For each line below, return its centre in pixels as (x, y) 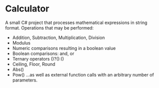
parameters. (25, 80)
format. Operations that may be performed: (49, 27)
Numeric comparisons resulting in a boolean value (64, 48)
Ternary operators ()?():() (38, 58)
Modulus (21, 42)
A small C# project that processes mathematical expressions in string (76, 22)
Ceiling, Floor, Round (34, 64)
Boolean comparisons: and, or (43, 53)
